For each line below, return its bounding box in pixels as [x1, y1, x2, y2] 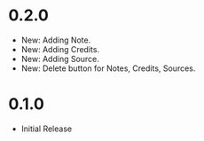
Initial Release [20, 123, 73, 134]
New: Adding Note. [20, 35, 91, 45]
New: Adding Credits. [20, 43, 99, 54]
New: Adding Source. [20, 53, 99, 64]
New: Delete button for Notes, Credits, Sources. [20, 63, 196, 74]
